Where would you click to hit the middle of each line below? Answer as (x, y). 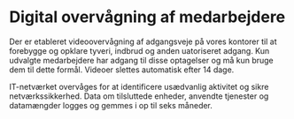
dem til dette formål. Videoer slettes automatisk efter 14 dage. (122, 70)
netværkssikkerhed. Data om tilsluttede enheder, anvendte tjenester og (139, 96)
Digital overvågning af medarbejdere (147, 17)
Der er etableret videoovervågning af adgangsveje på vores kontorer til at (143, 41)
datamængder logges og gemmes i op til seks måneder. (111, 105)
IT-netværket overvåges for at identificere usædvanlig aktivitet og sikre (139, 86)
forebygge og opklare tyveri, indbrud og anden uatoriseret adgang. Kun (139, 50)
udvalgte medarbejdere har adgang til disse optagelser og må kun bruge (142, 60)
